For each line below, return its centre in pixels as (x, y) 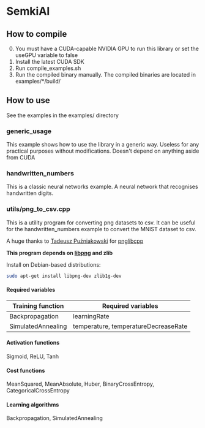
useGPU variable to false (47, 55)
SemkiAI (28, 11)
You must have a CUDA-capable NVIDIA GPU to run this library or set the (107, 48)
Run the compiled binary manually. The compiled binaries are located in (105, 75)
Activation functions (33, 343)
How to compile (37, 34)
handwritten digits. (30, 193)
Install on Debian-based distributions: (54, 264)
